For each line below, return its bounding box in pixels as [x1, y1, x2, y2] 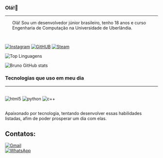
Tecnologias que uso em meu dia [5, 75, 84, 81]
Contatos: [5, 129, 36, 138]
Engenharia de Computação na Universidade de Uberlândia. [12, 25, 132, 31]
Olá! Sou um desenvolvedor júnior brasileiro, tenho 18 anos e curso [12, 20, 147, 26]
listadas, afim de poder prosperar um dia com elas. [5, 116, 107, 122]
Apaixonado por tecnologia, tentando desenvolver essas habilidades [5, 111, 142, 116]
